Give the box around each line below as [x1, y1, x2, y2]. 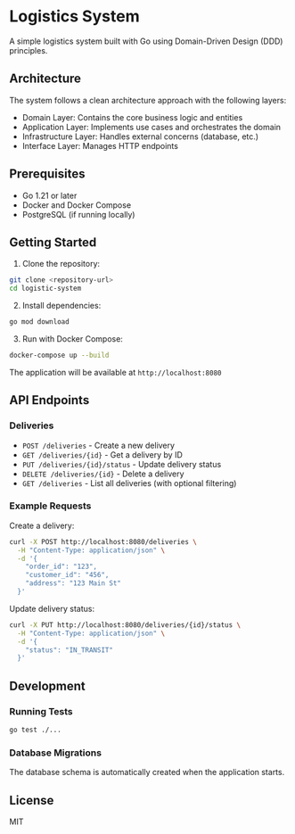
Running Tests [9, 705, 73, 717]
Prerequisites [9, 167, 86, 182]
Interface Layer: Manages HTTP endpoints [21, 140, 178, 151]
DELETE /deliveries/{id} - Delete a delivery [21, 468, 184, 479]
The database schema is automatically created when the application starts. [9, 767, 285, 778]
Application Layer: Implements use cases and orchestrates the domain [21, 121, 282, 132]
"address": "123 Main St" [25, 579, 122, 588]
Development [9, 678, 86, 693]
